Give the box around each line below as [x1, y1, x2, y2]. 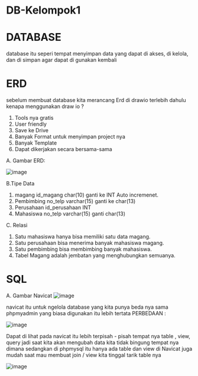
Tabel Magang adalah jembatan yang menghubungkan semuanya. [14, 252, 176, 259]
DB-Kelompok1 [6, 4, 81, 17]
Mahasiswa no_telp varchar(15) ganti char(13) [14, 210, 126, 217]
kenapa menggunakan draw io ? [6, 103, 85, 110]
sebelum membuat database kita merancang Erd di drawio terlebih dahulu [6, 97, 186, 104]
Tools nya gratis [14, 115, 54, 122]
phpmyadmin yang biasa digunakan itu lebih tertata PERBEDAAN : [6, 310, 167, 316]
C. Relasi [6, 222, 28, 229]
